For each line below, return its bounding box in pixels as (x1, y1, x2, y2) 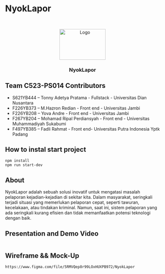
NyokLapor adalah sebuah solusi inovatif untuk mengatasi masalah (5, 189, 140, 195)
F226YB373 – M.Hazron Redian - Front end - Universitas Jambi (12, 105, 140, 111)
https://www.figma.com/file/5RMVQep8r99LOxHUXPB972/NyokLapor (5, 264, 135, 269)
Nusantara (12, 100, 33, 106)
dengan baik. (5, 215, 32, 221)
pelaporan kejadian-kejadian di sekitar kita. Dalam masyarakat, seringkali (5, 194, 153, 200)
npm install (5, 158, 29, 164)
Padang (12, 131, 28, 137)
